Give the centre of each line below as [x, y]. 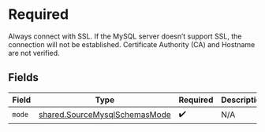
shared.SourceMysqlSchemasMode [105, 115]
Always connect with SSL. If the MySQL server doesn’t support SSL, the [125, 36]
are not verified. [34, 53]
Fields [24, 77]
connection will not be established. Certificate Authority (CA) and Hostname [132, 44]
